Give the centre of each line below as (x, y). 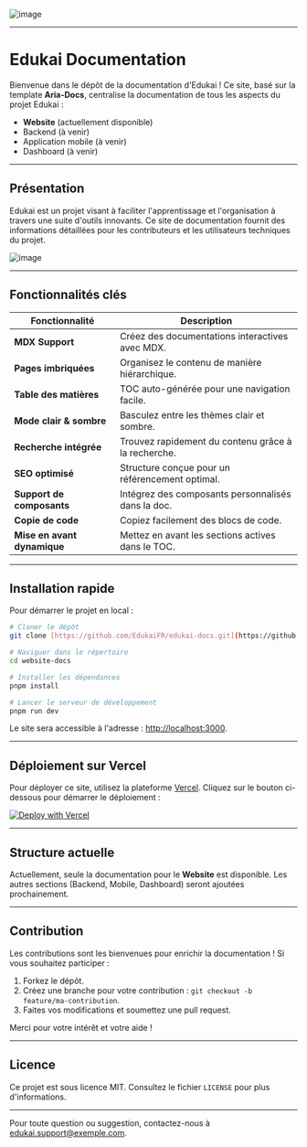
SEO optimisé (44, 473)
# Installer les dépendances (65, 677)
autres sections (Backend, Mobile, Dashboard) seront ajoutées (127, 884)
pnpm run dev (34, 711)
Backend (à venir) (56, 132)
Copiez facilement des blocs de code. (201, 520)
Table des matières (57, 394)
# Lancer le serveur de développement (83, 702)
